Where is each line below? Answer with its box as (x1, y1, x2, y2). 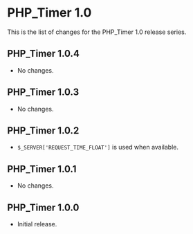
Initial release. (17, 220, 57, 228)
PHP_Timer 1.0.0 (7, 201, 80, 213)
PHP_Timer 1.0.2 (7, 125, 80, 136)
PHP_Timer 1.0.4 (7, 48, 80, 60)
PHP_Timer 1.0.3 (7, 87, 80, 98)
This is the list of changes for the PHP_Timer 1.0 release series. (7, 28, 187, 36)
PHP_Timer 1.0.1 (7, 163, 77, 174)
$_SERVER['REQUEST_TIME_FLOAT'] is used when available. (17, 143, 178, 152)
